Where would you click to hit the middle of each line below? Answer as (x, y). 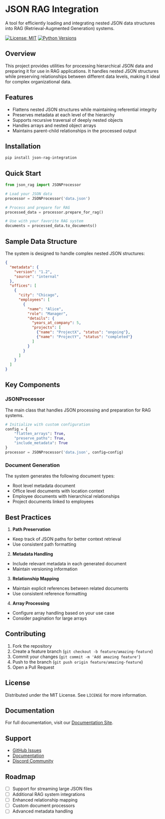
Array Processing (31, 603)
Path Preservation (31, 529)
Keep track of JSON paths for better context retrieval (67, 539)
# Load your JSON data (29, 194)
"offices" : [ (23, 286)
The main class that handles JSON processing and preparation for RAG (78, 410)
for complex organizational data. (38, 81)
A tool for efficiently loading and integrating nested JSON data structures (80, 23)
